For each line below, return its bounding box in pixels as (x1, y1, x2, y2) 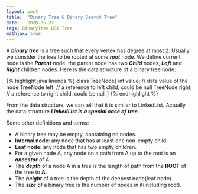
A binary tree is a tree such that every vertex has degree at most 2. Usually (6, 47, 190, 54)
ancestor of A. (14, 156, 51, 163)
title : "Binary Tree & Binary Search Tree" (6, 14, 118, 20)
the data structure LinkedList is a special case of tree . (6, 108, 139, 115)
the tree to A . (14, 168, 47, 176)
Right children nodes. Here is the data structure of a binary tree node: (6, 66, 176, 73)
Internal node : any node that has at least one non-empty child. (14, 137, 168, 144)
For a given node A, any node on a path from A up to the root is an (14, 150, 176, 157)
